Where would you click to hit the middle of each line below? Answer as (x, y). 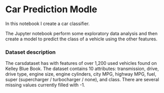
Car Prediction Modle (51, 9)
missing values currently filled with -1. (45, 85)
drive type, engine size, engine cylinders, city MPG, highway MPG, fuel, (81, 74)
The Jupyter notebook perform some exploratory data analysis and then (81, 33)
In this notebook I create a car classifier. (47, 24)
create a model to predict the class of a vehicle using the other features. (81, 39)
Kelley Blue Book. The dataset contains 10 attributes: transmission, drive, (82, 69)
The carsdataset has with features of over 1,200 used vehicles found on (81, 63)
